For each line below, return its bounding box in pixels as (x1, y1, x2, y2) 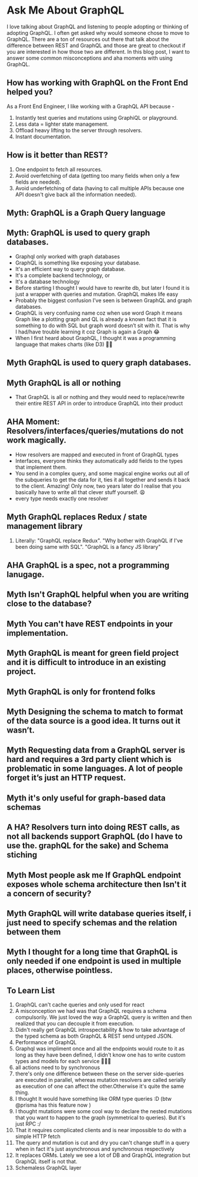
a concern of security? (6, 888, 92, 898)
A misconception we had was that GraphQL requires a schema (15, 1008, 167, 1015)
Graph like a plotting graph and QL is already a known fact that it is (15, 315, 177, 322)
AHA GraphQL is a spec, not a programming (6, 560, 170, 570)
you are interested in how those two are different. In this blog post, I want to (6, 48, 190, 55)
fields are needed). (15, 178, 61, 185)
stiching (6, 850, 38, 860)
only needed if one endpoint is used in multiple (6, 956, 182, 966)
